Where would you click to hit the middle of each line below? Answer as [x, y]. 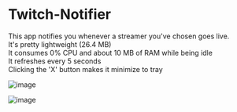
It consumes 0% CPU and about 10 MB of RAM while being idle [110, 52]
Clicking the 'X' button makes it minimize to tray [85, 69]
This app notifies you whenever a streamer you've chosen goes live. [119, 36]
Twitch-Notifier [60, 14]
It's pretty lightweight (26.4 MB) [60, 44]
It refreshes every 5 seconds [55, 61]
